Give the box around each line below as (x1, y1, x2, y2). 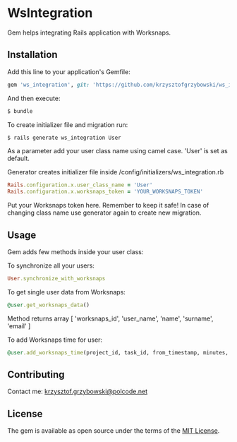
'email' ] (7, 321, 31, 330)
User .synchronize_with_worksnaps (7, 275, 106, 282)
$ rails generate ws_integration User (7, 134, 121, 141)
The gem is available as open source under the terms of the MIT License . (7, 426, 220, 435)
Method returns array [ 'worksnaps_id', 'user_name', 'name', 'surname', (7, 314, 214, 323)
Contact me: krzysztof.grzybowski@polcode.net (7, 387, 148, 396)
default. (7, 154, 30, 163)
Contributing (7, 369, 65, 381)
